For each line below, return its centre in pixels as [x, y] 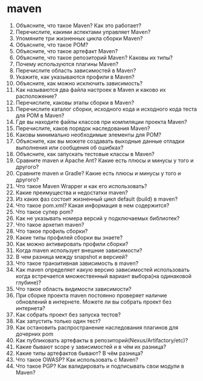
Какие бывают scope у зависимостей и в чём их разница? [91, 347]
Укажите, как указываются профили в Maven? [75, 77]
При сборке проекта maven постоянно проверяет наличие [91, 295]
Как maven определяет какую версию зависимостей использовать [102, 269]
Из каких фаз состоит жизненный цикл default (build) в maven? [96, 199]
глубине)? [28, 282]
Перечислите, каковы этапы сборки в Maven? [75, 102]
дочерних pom [34, 334]
